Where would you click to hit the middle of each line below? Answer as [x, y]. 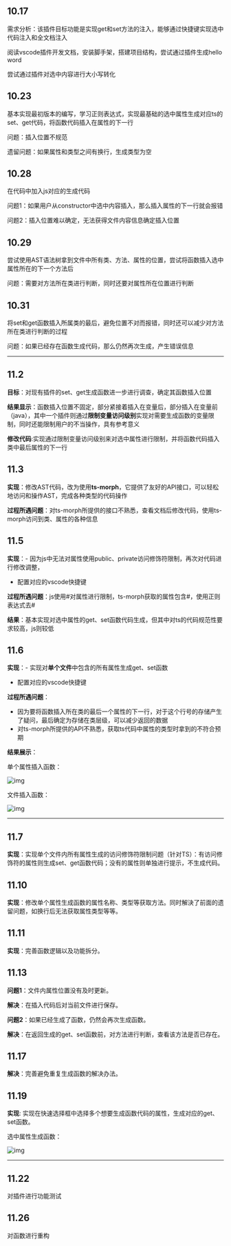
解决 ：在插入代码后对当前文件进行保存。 [64, 1005]
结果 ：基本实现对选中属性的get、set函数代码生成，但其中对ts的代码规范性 [112, 619]
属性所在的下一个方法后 [40, 269]
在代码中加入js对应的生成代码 [49, 191]
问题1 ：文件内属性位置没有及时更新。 [60, 990]
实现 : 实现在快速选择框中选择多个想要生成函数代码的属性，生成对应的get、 [113, 1114]
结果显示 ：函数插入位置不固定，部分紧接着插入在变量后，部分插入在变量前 [112, 407]
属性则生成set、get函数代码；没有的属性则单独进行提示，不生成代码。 [124, 863]
